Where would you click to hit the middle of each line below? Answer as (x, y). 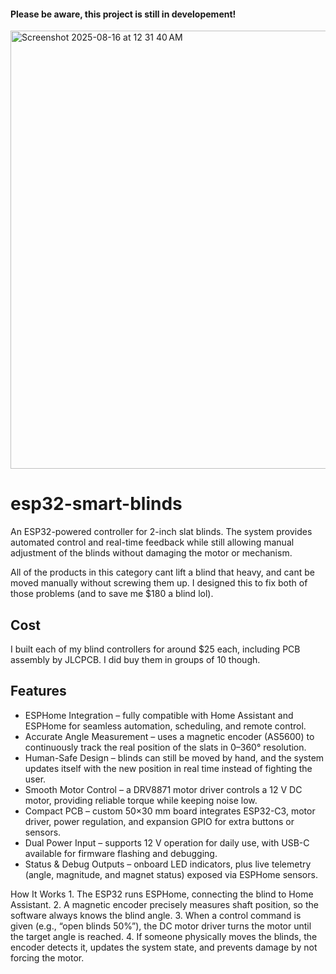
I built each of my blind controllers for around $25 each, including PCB (155, 649)
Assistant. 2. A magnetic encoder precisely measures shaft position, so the (164, 904)
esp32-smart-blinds (96, 504)
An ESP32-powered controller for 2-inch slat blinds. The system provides (161, 532)
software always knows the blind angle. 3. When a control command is (156, 915)
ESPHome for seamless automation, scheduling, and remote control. (165, 726)
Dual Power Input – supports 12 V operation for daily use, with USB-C (167, 842)
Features (38, 691)
